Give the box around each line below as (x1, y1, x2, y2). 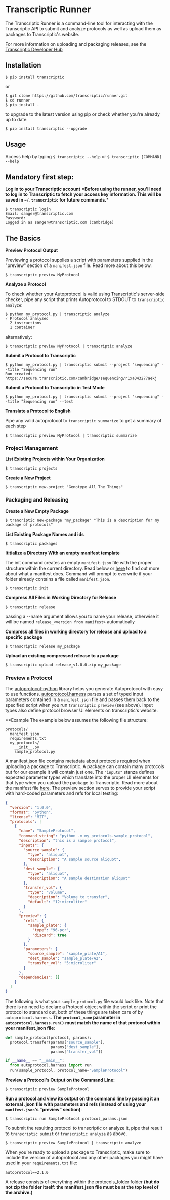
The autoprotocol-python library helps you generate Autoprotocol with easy (5, 686, 163, 692)
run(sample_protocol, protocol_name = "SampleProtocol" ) (10, 1068, 128, 1073)
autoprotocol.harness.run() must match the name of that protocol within (5, 1019, 161, 1026)
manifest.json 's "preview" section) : (5, 1107, 82, 1113)
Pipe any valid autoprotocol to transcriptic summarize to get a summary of (5, 418, 162, 424)
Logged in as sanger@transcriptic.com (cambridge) (5, 220, 114, 225)
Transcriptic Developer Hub (5, 46, 63, 52)
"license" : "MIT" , (10, 814, 49, 819)
